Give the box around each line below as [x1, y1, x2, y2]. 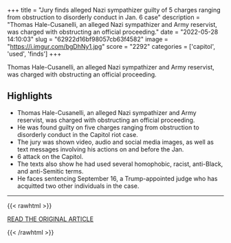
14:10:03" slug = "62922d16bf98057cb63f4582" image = [7, 35, 168, 43]
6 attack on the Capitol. [16, 152, 84, 160]
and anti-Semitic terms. [16, 167, 84, 175]
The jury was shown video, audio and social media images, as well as [16, 138, 214, 146]
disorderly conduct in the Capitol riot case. [16, 130, 139, 138]
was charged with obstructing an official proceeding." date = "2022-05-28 [7, 28, 219, 36]
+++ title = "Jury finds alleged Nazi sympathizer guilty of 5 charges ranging [7, 6, 221, 14]
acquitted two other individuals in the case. [16, 182, 140, 190]
